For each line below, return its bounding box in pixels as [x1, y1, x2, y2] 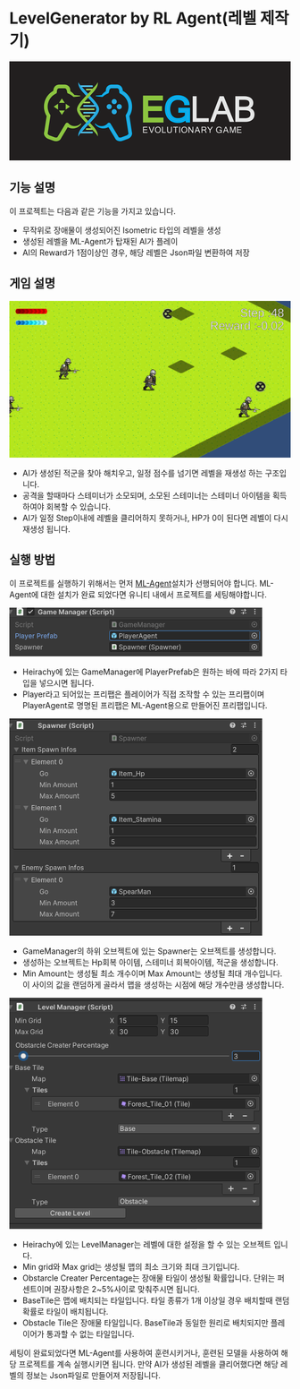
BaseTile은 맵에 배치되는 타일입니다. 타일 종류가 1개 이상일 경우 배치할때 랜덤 [21, 1295, 290, 1306]
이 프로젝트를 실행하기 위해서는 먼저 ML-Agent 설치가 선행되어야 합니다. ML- [9, 578, 274, 588]
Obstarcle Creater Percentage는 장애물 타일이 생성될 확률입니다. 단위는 [21, 1273, 276, 1283]
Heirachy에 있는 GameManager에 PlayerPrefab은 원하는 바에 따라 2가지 [21, 666, 279, 677]
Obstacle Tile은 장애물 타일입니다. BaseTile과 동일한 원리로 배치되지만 [21, 1317, 270, 1328]
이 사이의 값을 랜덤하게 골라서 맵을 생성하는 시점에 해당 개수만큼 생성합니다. [21, 979, 285, 990]
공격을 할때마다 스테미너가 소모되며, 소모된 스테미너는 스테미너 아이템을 [21, 490, 271, 501]
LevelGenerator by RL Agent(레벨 [9, 8, 257, 29]
